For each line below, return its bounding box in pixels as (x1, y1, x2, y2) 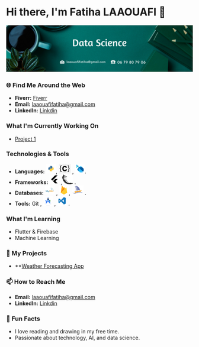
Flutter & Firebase (14, 228, 59, 235)
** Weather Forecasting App (14, 262, 84, 270)
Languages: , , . (14, 168, 87, 175)
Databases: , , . (14, 189, 87, 196)
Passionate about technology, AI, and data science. (14, 334, 140, 342)
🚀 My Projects (6, 249, 47, 258)
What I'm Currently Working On (6, 122, 99, 130)
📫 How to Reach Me (6, 278, 66, 286)
